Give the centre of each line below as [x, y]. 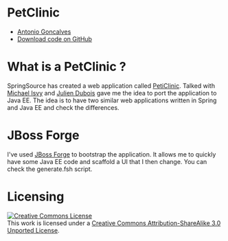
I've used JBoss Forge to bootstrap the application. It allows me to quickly [112, 154]
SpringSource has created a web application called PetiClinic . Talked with [111, 85]
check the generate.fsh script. [50, 169]
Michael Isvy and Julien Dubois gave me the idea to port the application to [112, 93]
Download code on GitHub [55, 38]
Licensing [36, 196]
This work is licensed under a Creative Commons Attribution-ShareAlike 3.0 [114, 223]
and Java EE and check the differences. [63, 107]
